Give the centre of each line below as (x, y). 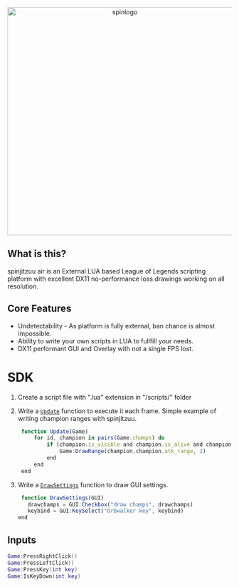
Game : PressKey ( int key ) (43, 569)
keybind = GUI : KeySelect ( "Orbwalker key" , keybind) (106, 511)
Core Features (39, 309)
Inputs (22, 540)
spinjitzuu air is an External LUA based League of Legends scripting (107, 271)
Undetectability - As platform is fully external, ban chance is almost (116, 326)
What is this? (37, 254)
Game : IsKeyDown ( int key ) (44, 576)
